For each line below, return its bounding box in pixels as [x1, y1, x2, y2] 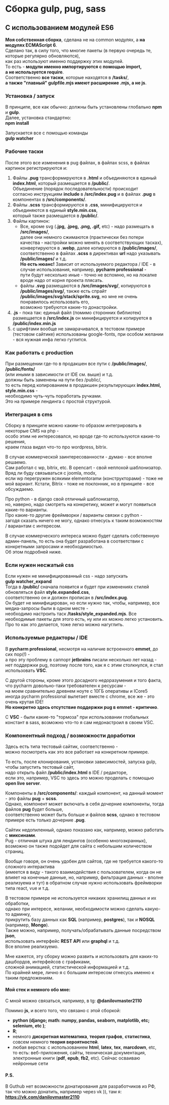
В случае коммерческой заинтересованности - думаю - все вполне [5, 454, 152, 460]
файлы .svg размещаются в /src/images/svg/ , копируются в [20, 282, 151, 289]
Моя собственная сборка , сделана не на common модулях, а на [5, 37, 145, 43]
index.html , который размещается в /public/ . [12, 180, 110, 186]
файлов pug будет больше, [5, 806, 64, 812]
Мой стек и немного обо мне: [5, 986, 71, 992]
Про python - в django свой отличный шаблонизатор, [5, 496, 120, 502]
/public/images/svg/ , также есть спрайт [20, 288, 107, 294]
